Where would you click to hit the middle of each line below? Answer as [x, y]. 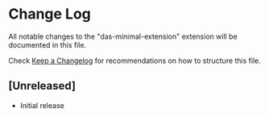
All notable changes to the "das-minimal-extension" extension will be [123, 36]
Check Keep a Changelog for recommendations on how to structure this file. [135, 61]
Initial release [42, 105]
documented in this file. [48, 44]
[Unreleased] [42, 86]
